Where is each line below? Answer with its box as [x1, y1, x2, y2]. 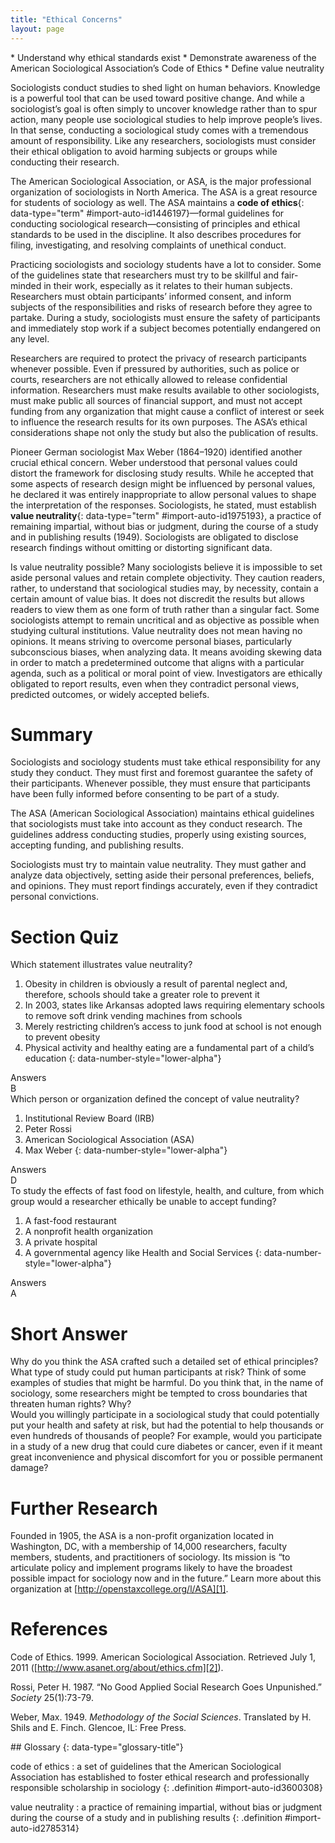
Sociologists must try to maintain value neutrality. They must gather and [10, 859, 307, 871]
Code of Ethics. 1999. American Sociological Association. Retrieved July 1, [10, 1651, 316, 1663]
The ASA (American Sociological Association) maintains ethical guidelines [10, 807, 315, 820]
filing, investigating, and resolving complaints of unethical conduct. [10, 239, 287, 251]
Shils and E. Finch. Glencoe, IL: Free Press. [10, 1722, 187, 1734]
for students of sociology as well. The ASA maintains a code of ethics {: [10, 196, 305, 208]
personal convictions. [10, 891, 100, 903]
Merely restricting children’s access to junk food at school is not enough [24, 1021, 322, 1033]
